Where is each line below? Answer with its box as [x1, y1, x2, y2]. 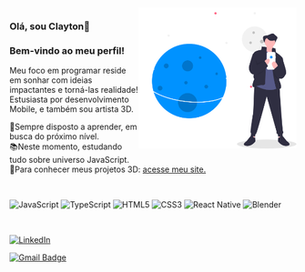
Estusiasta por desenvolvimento [9, 94, 129, 106]
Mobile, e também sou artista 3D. [9, 104, 134, 115]
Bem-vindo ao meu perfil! [9, 44, 126, 56]
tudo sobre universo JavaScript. [9, 155, 130, 166]
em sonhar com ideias [9, 75, 93, 86]
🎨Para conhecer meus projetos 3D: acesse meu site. [9, 164, 207, 175]
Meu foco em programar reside [9, 65, 127, 76]
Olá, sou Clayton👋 [9, 20, 91, 33]
